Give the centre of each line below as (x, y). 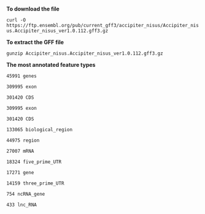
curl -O (16, 20)
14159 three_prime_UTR (35, 183)
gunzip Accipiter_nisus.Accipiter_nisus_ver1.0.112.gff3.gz (85, 53)
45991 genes (21, 76)
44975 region (23, 140)
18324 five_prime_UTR (34, 162)
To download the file (33, 9)
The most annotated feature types (51, 65)
